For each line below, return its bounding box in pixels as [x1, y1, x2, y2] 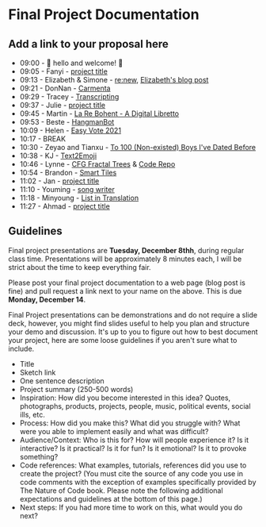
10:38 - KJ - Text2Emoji [19, 151, 97, 160]
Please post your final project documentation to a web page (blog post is [8, 278, 245, 287]
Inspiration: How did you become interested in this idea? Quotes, [19, 393, 231, 402]
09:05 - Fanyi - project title [19, 67, 108, 76]
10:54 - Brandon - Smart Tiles [19, 168, 117, 177]
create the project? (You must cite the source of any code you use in [19, 468, 244, 478]
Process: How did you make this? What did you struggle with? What [19, 418, 241, 428]
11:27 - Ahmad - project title [19, 202, 111, 211]
